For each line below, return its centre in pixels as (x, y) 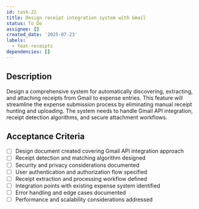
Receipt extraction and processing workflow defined (81, 178)
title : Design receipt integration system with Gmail (76, 18)
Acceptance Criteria (45, 136)
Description (29, 77)
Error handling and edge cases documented (71, 193)
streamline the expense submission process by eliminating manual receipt (99, 104)
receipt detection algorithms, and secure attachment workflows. (87, 117)
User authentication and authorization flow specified (81, 172)
